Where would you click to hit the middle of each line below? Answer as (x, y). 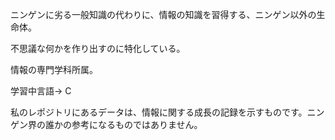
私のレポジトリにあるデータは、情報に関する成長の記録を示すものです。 (159, 112)
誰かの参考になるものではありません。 (123, 124)
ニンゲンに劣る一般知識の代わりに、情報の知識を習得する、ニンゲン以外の (163, 14)
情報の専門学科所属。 (54, 69)
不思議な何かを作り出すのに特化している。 (98, 48)
